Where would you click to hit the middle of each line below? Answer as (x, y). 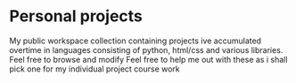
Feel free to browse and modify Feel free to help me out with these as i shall (148, 59)
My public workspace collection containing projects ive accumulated (135, 41)
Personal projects (76, 16)
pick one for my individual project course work (95, 69)
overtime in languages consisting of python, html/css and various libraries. (146, 49)
